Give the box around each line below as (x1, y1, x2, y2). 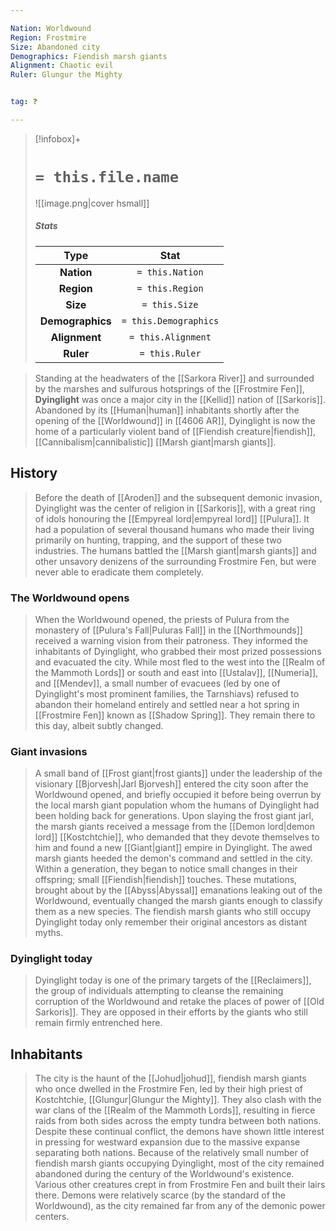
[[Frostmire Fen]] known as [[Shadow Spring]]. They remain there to (34, 709, 316, 721)
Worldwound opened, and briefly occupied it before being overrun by (34, 789, 322, 801)
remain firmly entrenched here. (34, 1017, 163, 1029)
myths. (34, 927, 64, 939)
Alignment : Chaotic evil (10, 61, 114, 71)
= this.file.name (34, 168, 180, 187)
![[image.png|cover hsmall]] (34, 197, 150, 209)
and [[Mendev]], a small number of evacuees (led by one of (34, 677, 281, 689)
